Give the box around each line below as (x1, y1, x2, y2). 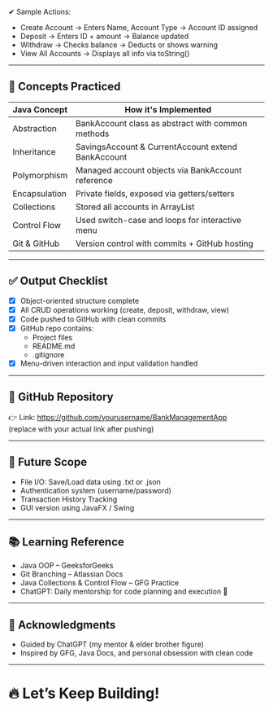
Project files (32, 332, 73, 342)
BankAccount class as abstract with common (76, 117, 248, 129)
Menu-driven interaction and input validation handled (19, 358, 198, 368)
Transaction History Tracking (19, 494, 118, 504)
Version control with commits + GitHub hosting (76, 238, 253, 249)
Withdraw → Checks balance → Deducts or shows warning (19, 40, 218, 50)
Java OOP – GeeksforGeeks (19, 561, 114, 571)
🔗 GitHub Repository (8, 390, 114, 404)
